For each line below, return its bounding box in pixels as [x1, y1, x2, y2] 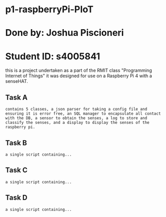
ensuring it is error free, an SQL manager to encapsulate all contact [5, 111, 161, 116]
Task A [5, 93, 28, 102]
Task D [5, 193, 28, 202]
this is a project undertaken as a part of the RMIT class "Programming [5, 68, 152, 74]
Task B [5, 138, 27, 147]
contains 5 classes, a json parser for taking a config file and [5, 106, 147, 112]
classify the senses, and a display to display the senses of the [5, 120, 150, 125]
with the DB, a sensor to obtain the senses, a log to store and [5, 116, 147, 121]
